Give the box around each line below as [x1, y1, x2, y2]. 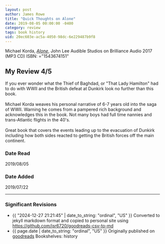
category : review [5, 25, 41, 30]
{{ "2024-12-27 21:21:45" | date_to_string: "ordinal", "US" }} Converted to [12, 212, 160, 218]
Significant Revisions [5, 201, 57, 208]
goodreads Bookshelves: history [12, 233, 78, 239]
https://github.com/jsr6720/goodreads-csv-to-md [12, 222, 114, 228]
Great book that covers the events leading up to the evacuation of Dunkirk [5, 127, 155, 133]
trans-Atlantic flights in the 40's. [5, 117, 70, 122]
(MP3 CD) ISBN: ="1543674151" [5, 53, 69, 59]
